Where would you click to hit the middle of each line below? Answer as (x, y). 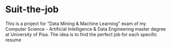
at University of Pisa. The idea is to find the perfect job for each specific (81, 34)
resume (13, 40)
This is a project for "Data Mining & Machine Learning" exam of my (76, 24)
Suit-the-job (32, 9)
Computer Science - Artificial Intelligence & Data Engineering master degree (86, 29)
